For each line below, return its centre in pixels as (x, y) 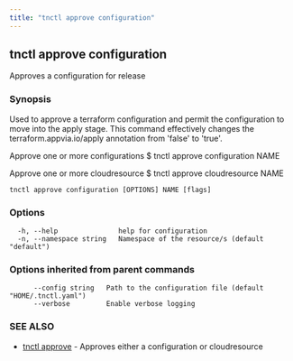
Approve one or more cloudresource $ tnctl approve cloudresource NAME (146, 173)
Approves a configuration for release (78, 76)
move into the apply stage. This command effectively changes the (132, 128)
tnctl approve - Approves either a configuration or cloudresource (142, 346)
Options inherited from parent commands (102, 269)
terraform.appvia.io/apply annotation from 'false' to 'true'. (116, 138)
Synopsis (30, 99)
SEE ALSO (32, 327)
